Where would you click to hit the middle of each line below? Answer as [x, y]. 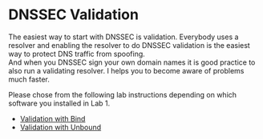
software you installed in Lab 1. [59, 103]
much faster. [29, 79]
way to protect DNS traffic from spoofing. [77, 54]
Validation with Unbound [61, 127]
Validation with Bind [53, 118]
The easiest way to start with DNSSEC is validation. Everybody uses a [123, 37]
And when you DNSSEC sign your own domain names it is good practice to [132, 62]
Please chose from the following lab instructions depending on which [123, 94]
